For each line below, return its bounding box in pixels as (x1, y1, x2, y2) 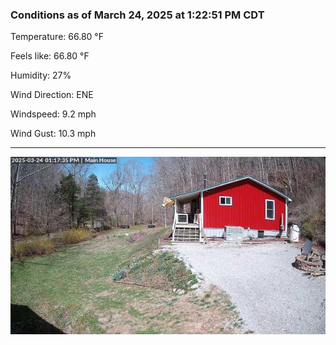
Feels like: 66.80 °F (10, 50, 90, 62)
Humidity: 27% (10, 69, 72, 82)
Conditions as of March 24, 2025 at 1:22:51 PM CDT (10, 8, 265, 22)
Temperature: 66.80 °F (10, 31, 104, 43)
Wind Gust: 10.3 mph (10, 128, 97, 140)
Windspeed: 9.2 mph (10, 108, 97, 120)
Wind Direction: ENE (10, 89, 94, 101)
